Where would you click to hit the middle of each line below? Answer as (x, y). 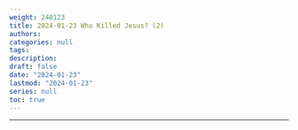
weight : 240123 (37, 17)
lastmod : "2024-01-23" (51, 83)
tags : (19, 50)
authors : (25, 34)
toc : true (27, 99)
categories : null (41, 42)
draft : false (33, 67)
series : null (33, 91)
